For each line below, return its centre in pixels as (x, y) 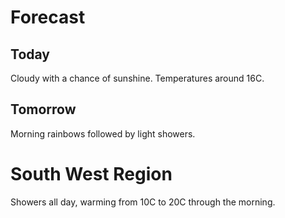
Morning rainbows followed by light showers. (103, 133)
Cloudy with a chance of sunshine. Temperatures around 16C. (137, 78)
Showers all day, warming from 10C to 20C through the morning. (143, 202)
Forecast (48, 17)
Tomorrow (43, 109)
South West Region (91, 174)
